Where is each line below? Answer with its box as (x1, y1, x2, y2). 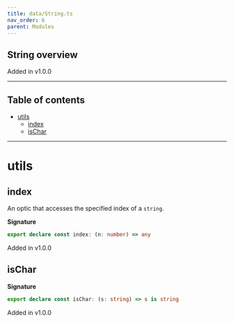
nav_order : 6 (7, 17, 45, 24)
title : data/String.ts (7, 10, 73, 17)
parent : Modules (7, 23, 54, 30)
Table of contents (7, 94, 85, 106)
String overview (7, 49, 78, 61)
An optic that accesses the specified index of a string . (7, 204, 164, 212)
